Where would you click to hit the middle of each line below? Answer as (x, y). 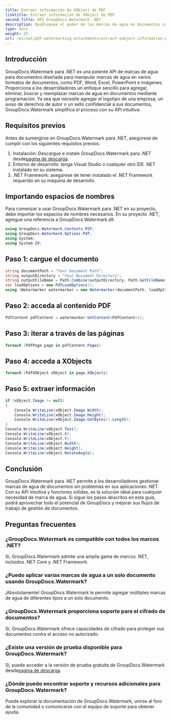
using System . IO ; (24, 243)
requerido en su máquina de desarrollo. (54, 180)
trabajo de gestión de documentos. (42, 508)
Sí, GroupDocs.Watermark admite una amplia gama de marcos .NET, (77, 556)
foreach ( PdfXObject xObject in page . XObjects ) (57, 373)
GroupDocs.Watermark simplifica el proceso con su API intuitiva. (73, 109)
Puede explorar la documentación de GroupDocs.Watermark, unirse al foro (83, 701)
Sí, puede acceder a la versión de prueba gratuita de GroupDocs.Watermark (85, 665)
